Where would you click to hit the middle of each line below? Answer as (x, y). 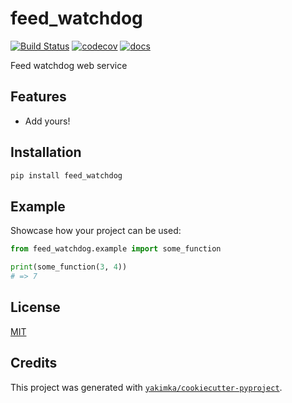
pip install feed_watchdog (66, 175)
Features (38, 97)
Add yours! (47, 121)
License (35, 307)
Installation (46, 152)
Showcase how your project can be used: (96, 231)
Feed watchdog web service (69, 65)
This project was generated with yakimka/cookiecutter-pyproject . (146, 387)
